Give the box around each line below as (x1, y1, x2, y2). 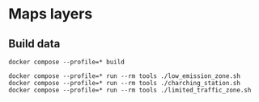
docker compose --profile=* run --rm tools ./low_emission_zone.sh (8, 72, 241, 80)
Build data (8, 37, 61, 51)
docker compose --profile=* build (8, 58, 125, 66)
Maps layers (8, 5, 93, 23)
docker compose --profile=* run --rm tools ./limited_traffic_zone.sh (8, 86, 252, 94)
